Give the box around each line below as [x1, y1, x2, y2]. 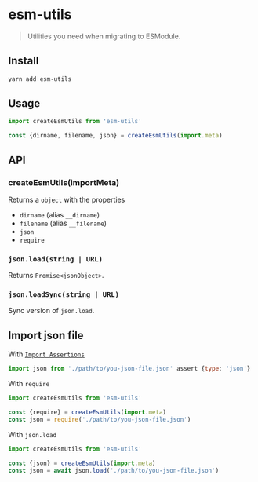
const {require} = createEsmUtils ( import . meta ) [8, 408, 167, 417]
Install [8, 54, 39, 68]
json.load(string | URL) [8, 254, 104, 264]
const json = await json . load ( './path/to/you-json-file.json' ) [8, 466, 220, 474]
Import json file [8, 328, 84, 342]
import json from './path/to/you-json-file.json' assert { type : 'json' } [8, 365, 251, 373]
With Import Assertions [8, 349, 85, 359]
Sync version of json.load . [8, 306, 95, 316]
